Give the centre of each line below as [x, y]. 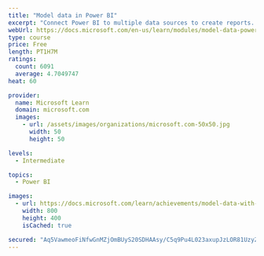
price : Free [27, 45]
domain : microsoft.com [52, 110]
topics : [21, 175]
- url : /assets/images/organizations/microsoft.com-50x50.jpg [126, 125]
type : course [29, 37]
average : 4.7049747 [47, 74]
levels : [21, 153]
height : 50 [47, 139]
